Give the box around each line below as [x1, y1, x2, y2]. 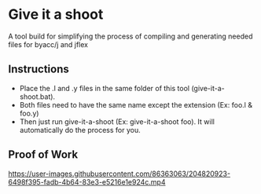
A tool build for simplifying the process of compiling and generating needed [8, 31, 253, 41]
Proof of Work [8, 148, 79, 162]
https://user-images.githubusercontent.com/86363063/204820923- [8, 169, 230, 178]
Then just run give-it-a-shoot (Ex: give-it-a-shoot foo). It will [19, 116, 215, 126]
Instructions [8, 63, 69, 76]
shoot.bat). [19, 92, 56, 101]
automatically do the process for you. [19, 125, 141, 134]
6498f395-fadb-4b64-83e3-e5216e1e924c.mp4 [8, 177, 166, 186]
